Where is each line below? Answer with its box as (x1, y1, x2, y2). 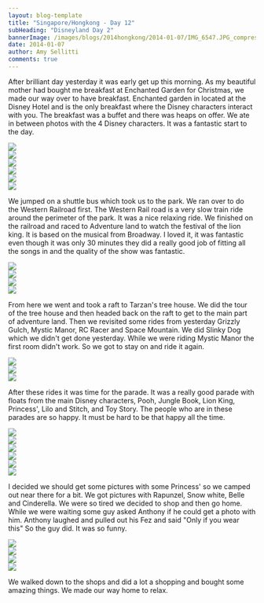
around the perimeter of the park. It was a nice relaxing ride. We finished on (8, 213, 254, 222)
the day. (8, 127, 35, 136)
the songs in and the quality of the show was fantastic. (8, 246, 185, 256)
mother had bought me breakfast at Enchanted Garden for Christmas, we (8, 85, 245, 94)
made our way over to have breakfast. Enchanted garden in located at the (8, 94, 246, 103)
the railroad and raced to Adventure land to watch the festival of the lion (8, 221, 241, 230)
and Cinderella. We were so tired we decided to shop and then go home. (8, 498, 243, 508)
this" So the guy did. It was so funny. (8, 524, 127, 533)
